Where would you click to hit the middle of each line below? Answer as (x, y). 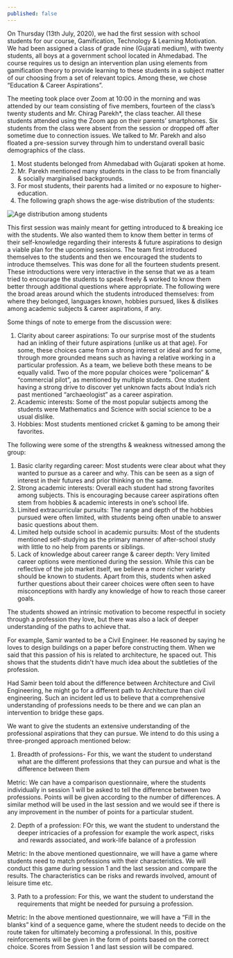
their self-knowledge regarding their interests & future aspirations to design (115, 242)
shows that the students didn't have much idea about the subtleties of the (112, 662)
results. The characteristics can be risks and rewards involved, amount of (112, 875)
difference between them (53, 768)
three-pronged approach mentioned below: (69, 741)
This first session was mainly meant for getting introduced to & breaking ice (115, 227)
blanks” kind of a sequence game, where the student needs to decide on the (116, 925)
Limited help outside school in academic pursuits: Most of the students (118, 532)
